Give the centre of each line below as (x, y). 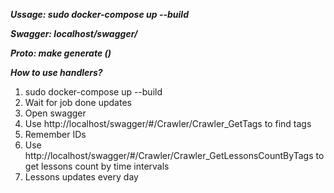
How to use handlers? (56, 72)
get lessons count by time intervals (97, 166)
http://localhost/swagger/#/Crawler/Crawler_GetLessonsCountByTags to (174, 155)
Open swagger (55, 113)
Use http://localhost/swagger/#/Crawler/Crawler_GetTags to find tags (168, 123)
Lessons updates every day (81, 177)
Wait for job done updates (78, 102)
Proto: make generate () (61, 53)
